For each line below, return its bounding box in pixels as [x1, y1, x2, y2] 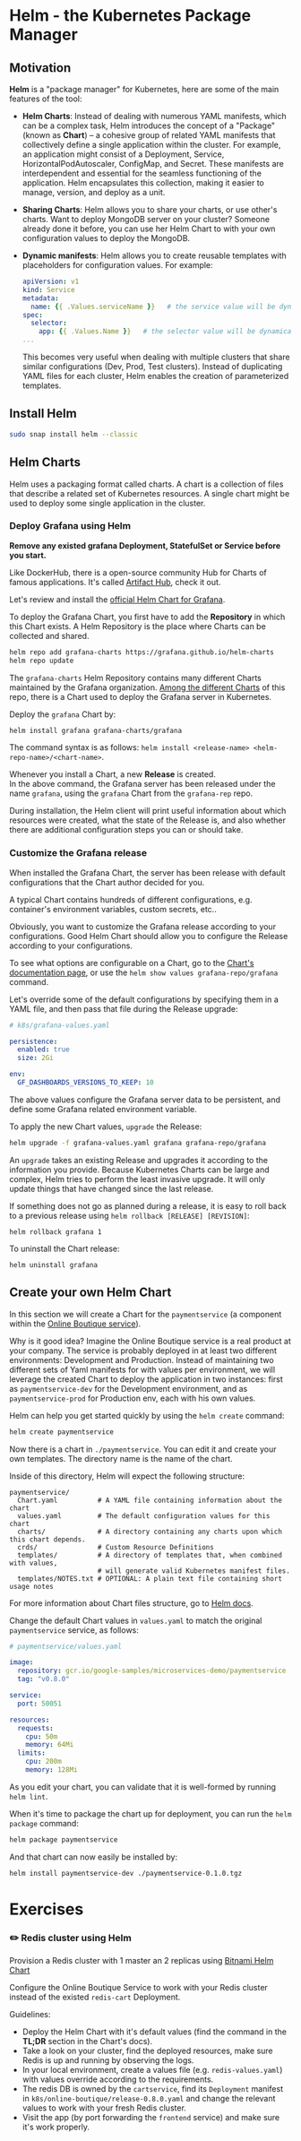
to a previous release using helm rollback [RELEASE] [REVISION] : [9, 1210, 250, 1221]
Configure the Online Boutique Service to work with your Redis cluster [9, 1982, 269, 1993]
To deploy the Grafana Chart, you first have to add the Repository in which [9, 611, 286, 622]
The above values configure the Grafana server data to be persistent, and [9, 1094, 280, 1105]
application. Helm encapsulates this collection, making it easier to [21, 177, 264, 188]
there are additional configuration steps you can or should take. [9, 824, 244, 835]
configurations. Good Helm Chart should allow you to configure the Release [9, 930, 288, 941]
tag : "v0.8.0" [17, 1675, 70, 1684]
